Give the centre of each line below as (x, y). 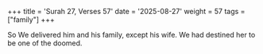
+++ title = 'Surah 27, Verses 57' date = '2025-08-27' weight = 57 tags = (126, 11)
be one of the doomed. (45, 43)
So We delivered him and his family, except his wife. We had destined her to (131, 35)
